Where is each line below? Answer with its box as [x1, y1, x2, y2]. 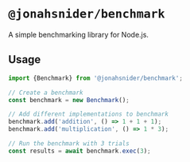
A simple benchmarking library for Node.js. [8, 30, 149, 39]
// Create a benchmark [8, 89, 83, 97]
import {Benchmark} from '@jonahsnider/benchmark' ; [8, 74, 183, 82]
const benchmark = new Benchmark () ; [8, 96, 130, 104]
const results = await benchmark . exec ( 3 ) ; [8, 147, 151, 155]
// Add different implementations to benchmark [8, 110, 169, 118]
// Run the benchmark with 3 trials [8, 140, 130, 148]
